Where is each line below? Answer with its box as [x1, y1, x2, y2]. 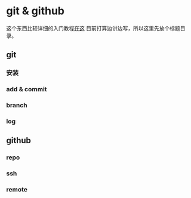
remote [6, 185, 28, 194]
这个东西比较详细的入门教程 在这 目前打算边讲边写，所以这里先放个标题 [6, 24, 180, 32]
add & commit [6, 85, 47, 94]
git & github [6, 4, 64, 18]
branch [6, 101, 28, 110]
